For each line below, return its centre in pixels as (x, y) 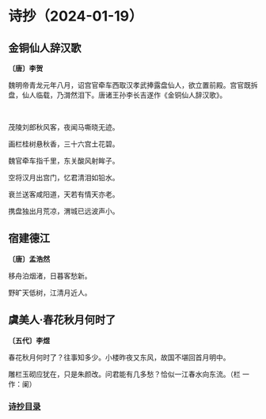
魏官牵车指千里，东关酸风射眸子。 (64, 160)
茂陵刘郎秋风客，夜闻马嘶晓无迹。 (64, 127)
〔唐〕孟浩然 (29, 259)
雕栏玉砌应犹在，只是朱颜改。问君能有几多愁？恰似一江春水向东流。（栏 (124, 374)
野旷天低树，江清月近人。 (50, 293)
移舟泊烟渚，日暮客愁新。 (50, 276)
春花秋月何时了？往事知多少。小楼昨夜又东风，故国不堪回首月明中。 (119, 357)
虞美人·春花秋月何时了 (62, 320)
